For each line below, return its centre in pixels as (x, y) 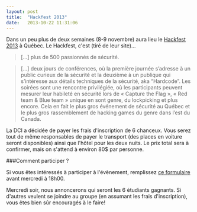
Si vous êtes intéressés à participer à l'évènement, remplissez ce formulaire (98, 172)
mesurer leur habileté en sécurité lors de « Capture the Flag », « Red (104, 94)
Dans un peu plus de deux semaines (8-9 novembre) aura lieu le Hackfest (96, 40)
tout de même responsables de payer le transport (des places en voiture (94, 137)
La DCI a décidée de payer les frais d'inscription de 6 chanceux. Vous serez (98, 130)
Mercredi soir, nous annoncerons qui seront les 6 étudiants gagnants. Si (94, 190)
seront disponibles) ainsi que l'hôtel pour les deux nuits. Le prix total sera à (98, 143)
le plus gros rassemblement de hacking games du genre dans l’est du (105, 113)
